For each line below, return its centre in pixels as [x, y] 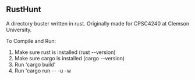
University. [19, 30]
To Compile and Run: [31, 41]
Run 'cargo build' [35, 64]
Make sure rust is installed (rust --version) [65, 52]
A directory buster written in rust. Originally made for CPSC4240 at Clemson [98, 23]
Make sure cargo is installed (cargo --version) [70, 58]
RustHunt [24, 10]
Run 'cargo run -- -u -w [43, 70]
